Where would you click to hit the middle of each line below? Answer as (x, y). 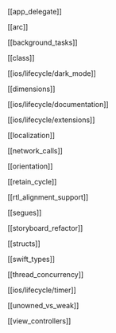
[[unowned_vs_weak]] (43, 305)
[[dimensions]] (31, 89)
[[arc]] (18, 27)
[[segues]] (25, 212)
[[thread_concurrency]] (46, 274)
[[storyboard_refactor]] (45, 228)
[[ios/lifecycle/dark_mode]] (52, 73)
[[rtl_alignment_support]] (48, 197)
